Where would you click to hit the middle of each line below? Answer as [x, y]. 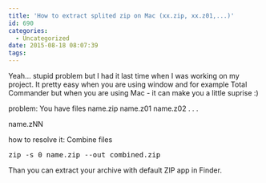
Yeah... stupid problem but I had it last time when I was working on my [124, 76]
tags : [17, 53]
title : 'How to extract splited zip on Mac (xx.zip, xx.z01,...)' [121, 16]
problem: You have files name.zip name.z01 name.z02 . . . [103, 108]
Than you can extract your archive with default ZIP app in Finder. [115, 170]
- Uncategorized [42, 38]
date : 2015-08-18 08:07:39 [53, 46]
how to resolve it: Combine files [60, 140]
